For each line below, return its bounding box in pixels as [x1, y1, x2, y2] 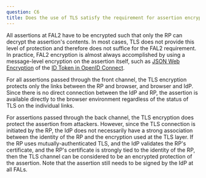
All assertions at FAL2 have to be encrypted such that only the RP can [6, 31, 183, 39]
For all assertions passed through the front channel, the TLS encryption [6, 76, 187, 83]
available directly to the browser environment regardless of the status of [6, 95, 189, 103]
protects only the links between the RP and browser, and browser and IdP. [6, 82, 194, 89]
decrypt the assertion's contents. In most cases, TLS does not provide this [6, 38, 195, 45]
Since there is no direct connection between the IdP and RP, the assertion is [6, 89, 198, 96]
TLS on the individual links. [6, 102, 75, 109]
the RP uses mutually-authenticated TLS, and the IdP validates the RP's [6, 139, 186, 147]
